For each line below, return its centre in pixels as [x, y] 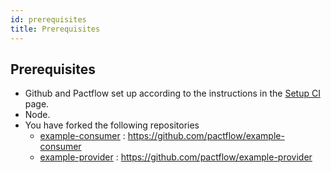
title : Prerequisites [55, 29]
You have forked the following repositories [112, 125]
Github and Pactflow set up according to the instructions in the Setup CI [172, 93]
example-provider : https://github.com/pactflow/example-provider [176, 157]
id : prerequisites [48, 19]
